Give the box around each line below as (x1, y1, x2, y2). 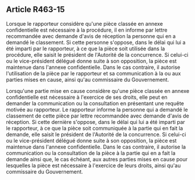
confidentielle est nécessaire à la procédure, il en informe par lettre (6, 26, 168, 33)
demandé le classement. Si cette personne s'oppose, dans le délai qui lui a (6, 39, 186, 46)
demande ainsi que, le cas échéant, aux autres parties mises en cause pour (6, 155, 188, 162)
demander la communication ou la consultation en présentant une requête (6, 99, 184, 107)
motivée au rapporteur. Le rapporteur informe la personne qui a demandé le (6, 106, 188, 113)
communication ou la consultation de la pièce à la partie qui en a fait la (6, 149, 176, 157)
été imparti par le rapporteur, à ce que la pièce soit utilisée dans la (6, 45, 165, 52)
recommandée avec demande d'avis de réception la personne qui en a (6, 32, 176, 40)
